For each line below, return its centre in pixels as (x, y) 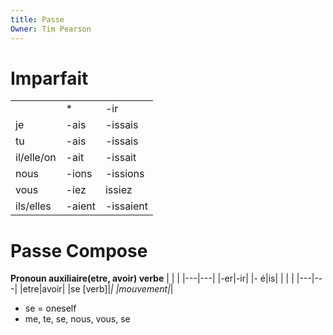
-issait (120, 158)
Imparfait (49, 78)
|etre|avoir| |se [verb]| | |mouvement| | (96, 289)
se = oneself (50, 308)
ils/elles (33, 206)
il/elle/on (36, 158)
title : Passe (37, 19)
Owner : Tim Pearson (51, 29)
